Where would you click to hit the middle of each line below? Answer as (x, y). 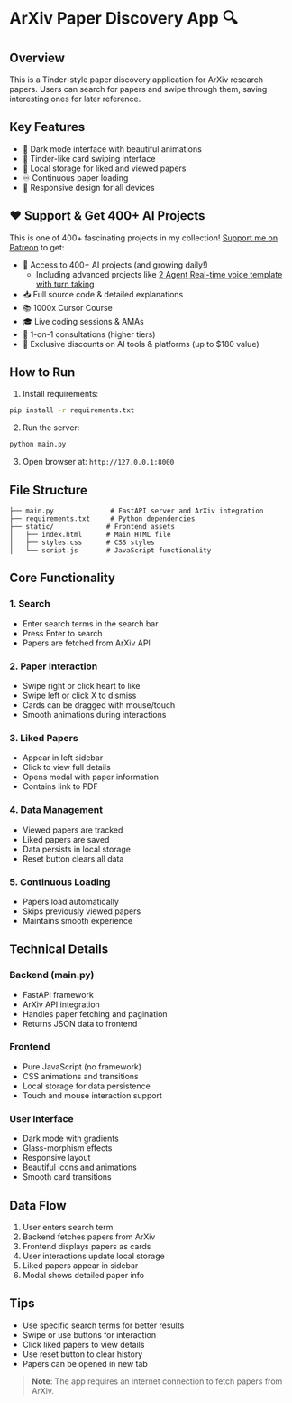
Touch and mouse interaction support (92, 1095)
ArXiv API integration (61, 1004)
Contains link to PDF (60, 786)
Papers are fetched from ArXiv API (87, 643)
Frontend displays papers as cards (87, 1246)
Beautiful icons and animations (79, 1167)
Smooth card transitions (67, 1177)
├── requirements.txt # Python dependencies (102, 519)
